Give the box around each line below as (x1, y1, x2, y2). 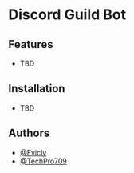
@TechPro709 (19, 156, 68, 166)
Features (8, 38, 53, 51)
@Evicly (19, 147, 47, 157)
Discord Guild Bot (8, 6, 126, 24)
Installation (8, 82, 65, 95)
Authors (8, 127, 50, 140)
